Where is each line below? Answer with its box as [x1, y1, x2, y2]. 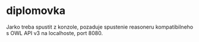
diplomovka [6, 4, 66, 17]
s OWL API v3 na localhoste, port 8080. [6, 29, 103, 36]
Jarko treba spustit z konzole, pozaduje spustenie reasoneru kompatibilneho [6, 23, 194, 30]
